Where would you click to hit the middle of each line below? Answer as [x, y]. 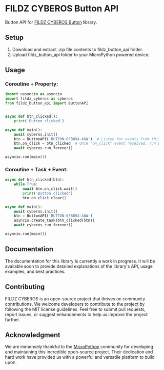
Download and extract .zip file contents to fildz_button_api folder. [78, 49]
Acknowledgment [33, 335]
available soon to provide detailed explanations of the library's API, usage [79, 266]
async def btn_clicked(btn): [35, 180]
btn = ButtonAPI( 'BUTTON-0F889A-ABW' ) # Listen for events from [82, 139]
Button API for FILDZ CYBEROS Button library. [51, 22]
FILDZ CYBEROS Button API [62, 9]
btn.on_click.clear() [45, 198]
